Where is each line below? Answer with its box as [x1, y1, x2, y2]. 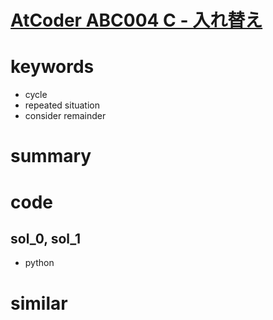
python [24, 257, 55, 269]
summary [10, 145, 92, 168]
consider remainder [24, 110, 107, 122]
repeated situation [24, 99, 100, 111]
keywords [10, 56, 95, 78]
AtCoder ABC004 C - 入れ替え [10, 9, 263, 32]
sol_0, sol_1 [10, 230, 82, 247]
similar [10, 292, 68, 315]
